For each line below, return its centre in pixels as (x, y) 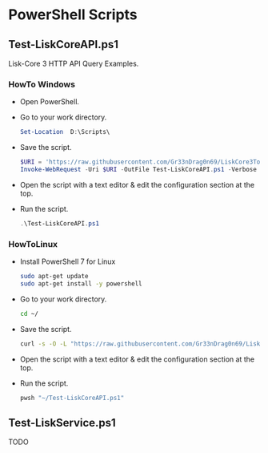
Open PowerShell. (50, 102)
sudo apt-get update (54, 277)
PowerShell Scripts (73, 15)
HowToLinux (33, 244)
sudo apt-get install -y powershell (81, 283)
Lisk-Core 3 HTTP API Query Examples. (74, 63)
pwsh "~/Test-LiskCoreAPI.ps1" (72, 398)
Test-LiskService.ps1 (62, 423)
